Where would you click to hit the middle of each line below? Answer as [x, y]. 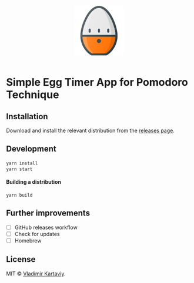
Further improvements [48, 213]
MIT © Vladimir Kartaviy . [36, 274]
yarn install [22, 163]
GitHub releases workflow [46, 227]
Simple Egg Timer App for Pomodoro [97, 82]
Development [31, 149]
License [21, 259]
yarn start [19, 169]
